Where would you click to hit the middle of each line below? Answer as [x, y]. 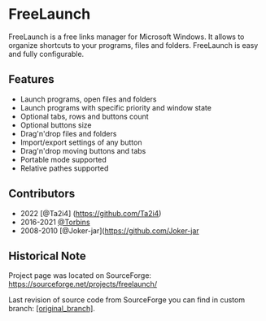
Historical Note [48, 256]
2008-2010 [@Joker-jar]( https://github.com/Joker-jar [109, 230]
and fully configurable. [46, 54]
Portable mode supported [63, 159]
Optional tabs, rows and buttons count [84, 116]
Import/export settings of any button [81, 142]
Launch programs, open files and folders [88, 99]
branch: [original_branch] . [52, 309]
